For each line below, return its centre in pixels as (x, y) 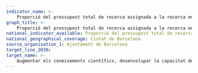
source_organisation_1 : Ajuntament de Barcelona (67, 45)
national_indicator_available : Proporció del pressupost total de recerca (100, 34)
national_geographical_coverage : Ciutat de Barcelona (74, 39)
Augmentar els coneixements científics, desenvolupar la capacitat (101, 61)
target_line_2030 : (29, 50)
